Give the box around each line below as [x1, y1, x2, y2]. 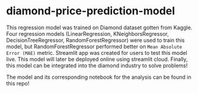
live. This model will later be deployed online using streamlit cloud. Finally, [6, 55, 188, 63]
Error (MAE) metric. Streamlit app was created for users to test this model [6, 49, 188, 56]
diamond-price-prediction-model [6, 4, 175, 18]
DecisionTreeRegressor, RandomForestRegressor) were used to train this [6, 36, 185, 44]
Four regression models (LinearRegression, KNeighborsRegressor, [6, 30, 169, 37]
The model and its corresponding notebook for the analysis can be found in [6, 73, 192, 80]
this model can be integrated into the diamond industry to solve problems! [6, 61, 188, 69]
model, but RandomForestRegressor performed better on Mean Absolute [6, 43, 182, 50]
